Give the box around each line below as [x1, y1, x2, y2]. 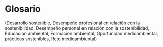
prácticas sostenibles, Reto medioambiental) [5, 36, 97, 42]
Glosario [5, 3, 41, 15]
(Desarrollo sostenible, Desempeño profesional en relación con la [5, 20, 140, 26]
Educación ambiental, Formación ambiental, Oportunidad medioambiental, [5, 30, 158, 36]
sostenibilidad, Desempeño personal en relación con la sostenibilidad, [5, 25, 149, 31]
